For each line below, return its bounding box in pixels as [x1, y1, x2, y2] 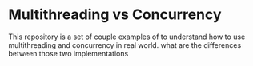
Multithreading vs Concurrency [8, 6, 222, 24]
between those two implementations [8, 49, 129, 58]
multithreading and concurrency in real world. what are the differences [8, 40, 242, 49]
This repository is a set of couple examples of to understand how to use [8, 32, 246, 41]
